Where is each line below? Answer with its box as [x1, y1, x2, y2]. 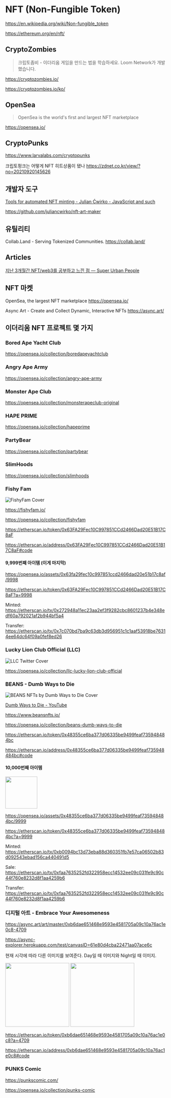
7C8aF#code [5, 547, 33, 553]
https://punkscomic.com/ [5, 1077, 59, 1083]
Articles [5, 253, 32, 262]
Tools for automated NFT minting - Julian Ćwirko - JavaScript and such [5, 199, 156, 205]
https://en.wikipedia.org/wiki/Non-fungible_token [5, 20, 109, 27]
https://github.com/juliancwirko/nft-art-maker [5, 208, 101, 215]
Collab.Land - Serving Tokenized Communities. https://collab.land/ [5, 238, 145, 245]
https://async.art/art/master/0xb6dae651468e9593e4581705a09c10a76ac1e [5, 921, 166, 928]
